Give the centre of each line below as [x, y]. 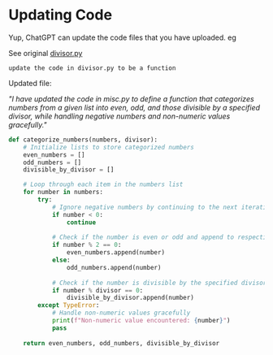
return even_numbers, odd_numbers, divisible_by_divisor [121, 343]
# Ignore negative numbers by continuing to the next [145, 207]
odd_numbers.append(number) [114, 267]
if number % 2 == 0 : [87, 245]
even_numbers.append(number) [115, 253]
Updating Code [60, 15]
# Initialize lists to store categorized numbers [109, 147]
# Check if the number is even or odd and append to [143, 237]
